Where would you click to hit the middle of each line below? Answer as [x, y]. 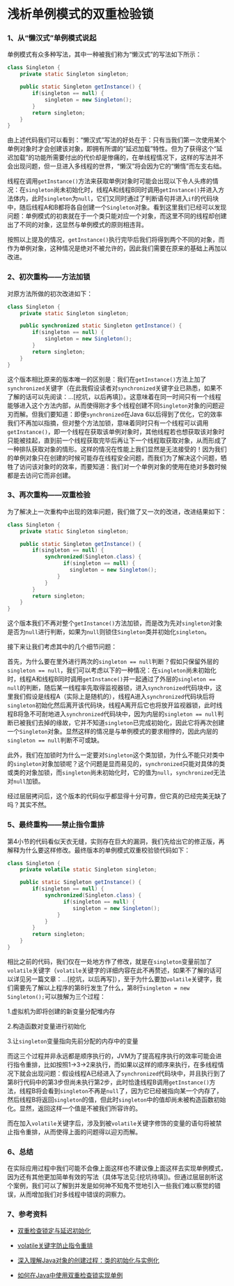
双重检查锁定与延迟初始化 [54, 1231]
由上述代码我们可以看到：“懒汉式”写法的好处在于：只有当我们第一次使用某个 [117, 140]
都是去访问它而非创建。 [41, 475]
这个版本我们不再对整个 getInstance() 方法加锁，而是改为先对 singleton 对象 [115, 623]
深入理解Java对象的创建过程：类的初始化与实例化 [88, 1260]
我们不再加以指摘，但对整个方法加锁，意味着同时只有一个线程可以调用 [108, 423]
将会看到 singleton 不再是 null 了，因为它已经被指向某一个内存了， [129, 1090]
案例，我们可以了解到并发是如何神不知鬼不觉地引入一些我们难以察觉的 [114, 1186]
